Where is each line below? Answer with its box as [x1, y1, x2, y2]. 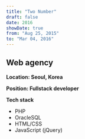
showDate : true [6, 25, 44, 31]
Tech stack [6, 96, 34, 103]
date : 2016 [6, 19, 33, 25]
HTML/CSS [14, 120, 42, 127]
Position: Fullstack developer [6, 85, 79, 92]
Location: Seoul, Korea [6, 73, 63, 80]
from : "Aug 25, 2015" [6, 31, 60, 37]
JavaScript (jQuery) [14, 126, 63, 133]
